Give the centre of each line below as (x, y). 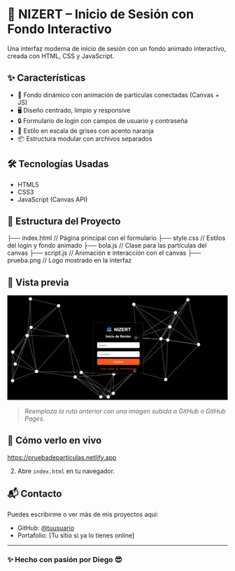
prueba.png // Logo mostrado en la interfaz (70, 260)
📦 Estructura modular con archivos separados (85, 139)
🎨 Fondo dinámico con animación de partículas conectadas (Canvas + (118, 94)
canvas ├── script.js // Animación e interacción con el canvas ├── (104, 253)
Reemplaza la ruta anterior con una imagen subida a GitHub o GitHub (125, 411)
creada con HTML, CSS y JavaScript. (61, 56)
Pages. (35, 418)
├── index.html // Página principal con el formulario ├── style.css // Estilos (116, 238)
